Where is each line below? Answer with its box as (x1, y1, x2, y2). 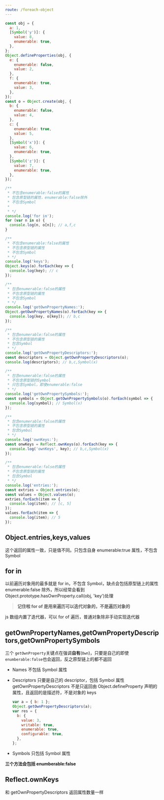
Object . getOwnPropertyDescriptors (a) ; (12, 704, 92, 709)
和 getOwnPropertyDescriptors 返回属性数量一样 (5, 789, 104, 795)
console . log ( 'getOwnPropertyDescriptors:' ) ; (5, 350, 98, 356)
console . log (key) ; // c (9, 268, 58, 273)
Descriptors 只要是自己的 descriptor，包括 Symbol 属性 (12, 677, 125, 683)
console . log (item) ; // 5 (9, 515, 61, 520)
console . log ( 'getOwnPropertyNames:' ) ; (5, 305, 85, 310)
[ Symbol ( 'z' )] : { (9, 159, 45, 164)
